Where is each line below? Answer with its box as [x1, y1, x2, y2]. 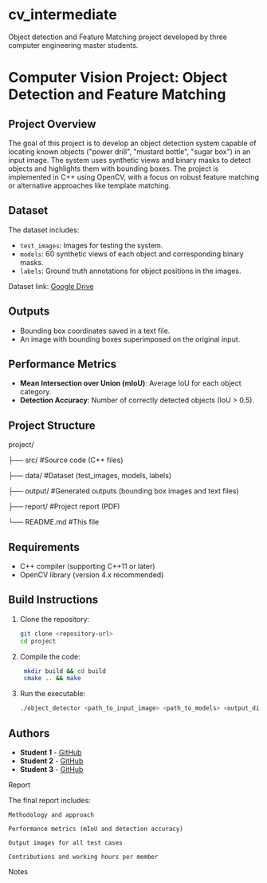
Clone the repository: [19, 614, 90, 624]
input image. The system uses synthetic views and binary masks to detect [8, 155, 251, 164]
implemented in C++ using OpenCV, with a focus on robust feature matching [8, 172, 259, 181]
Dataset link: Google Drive [8, 281, 94, 291]
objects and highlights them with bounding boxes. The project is [8, 164, 219, 173]
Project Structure [8, 418, 96, 432]
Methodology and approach [8, 811, 94, 819]
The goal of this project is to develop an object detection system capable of [8, 138, 257, 148]
